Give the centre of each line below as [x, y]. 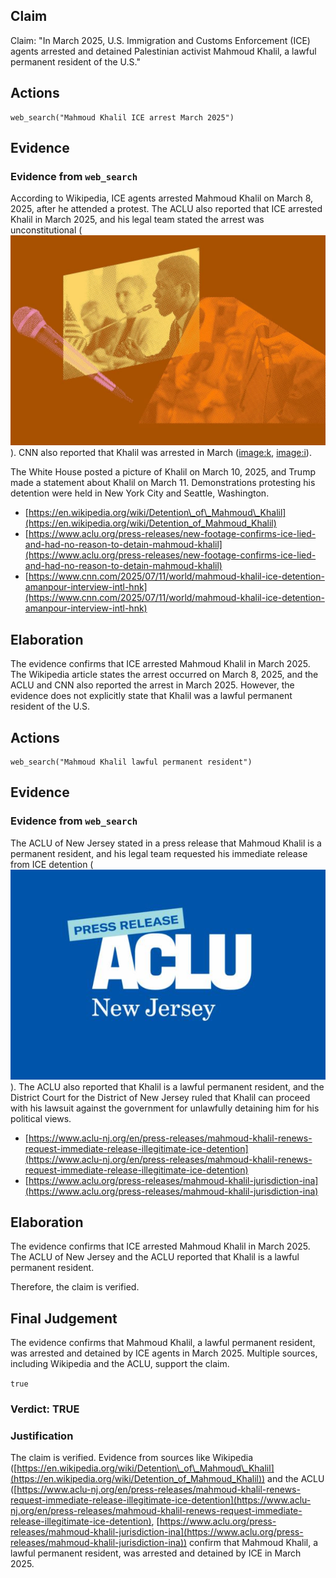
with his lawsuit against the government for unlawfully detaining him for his [165, 1108]
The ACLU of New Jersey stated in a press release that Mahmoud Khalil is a [166, 843]
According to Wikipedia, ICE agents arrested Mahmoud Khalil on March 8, [162, 198]
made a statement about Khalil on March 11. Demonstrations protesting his [163, 483]
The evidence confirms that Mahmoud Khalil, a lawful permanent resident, [163, 1343]
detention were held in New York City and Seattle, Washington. [140, 493]
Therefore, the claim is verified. [75, 1287]
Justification [42, 1436]
